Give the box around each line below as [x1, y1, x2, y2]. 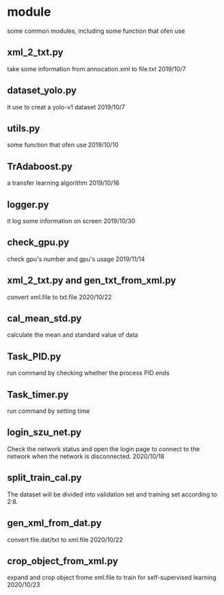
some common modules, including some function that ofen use [7, 27, 186, 35]
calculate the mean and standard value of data [7, 331, 138, 339]
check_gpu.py [7, 237, 70, 249]
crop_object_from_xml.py [7, 555, 119, 567]
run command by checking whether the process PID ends [7, 369, 170, 377]
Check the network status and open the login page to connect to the [7, 444, 200, 453]
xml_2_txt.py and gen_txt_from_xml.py [7, 275, 177, 286]
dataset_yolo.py [7, 85, 77, 97]
